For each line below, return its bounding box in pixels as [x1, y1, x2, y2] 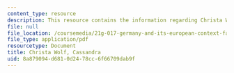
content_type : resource [7, 10, 77, 17]
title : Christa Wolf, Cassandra [7, 49, 101, 56]
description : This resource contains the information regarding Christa [7, 17, 223, 24]
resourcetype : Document [7, 42, 77, 49]
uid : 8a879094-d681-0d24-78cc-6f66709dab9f [7, 56, 136, 63]
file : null [7, 23, 39, 30]
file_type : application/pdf [7, 36, 89, 43]
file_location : [7, 29, 52, 37]
